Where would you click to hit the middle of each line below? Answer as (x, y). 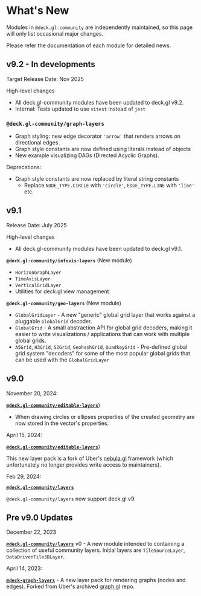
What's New (38, 11)
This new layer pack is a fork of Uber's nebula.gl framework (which (90, 458)
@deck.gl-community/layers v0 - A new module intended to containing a (95, 544)
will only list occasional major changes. (55, 33)
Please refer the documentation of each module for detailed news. (89, 45)
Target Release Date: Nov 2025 (45, 79)
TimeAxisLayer (33, 279)
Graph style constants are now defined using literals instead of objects (103, 149)
